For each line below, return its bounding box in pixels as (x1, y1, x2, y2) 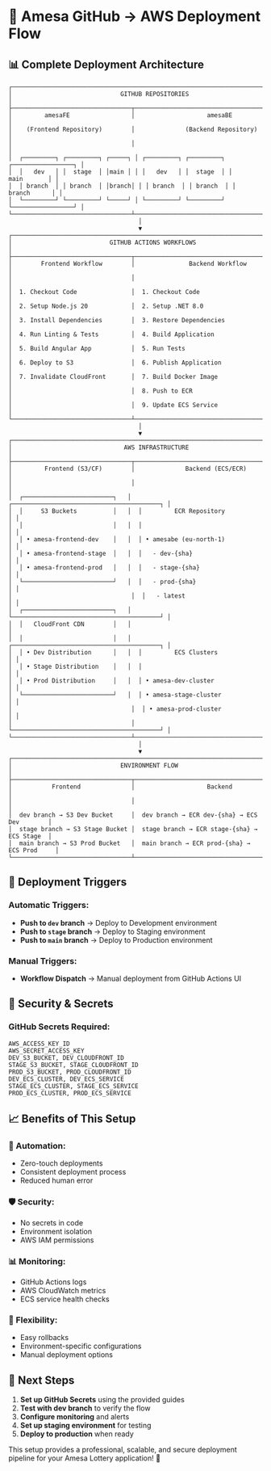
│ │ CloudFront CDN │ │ (8, 620, 131, 628)
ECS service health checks (19, 1294, 110, 1304)
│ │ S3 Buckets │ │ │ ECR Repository (8, 507, 226, 515)
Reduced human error (19, 1175, 94, 1186)
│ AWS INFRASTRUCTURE (8, 443, 190, 452)
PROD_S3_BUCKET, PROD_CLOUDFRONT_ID (8, 1068, 131, 1076)
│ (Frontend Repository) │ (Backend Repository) (8, 125, 258, 133)
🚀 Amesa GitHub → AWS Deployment (8, 7, 261, 26)
